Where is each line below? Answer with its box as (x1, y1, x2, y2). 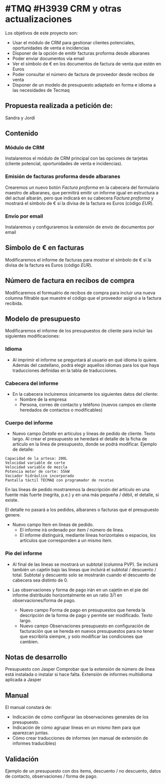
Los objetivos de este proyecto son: (5, 30, 78, 36)
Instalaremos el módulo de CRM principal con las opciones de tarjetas (5, 155, 148, 162)
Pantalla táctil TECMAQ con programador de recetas (5, 478, 114, 483)
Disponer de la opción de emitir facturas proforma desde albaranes (12, 50, 150, 56)
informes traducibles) (12, 740, 56, 746)
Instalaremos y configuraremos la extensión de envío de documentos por (5, 224, 155, 230)
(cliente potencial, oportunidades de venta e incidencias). (5, 161, 123, 167)
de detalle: (12, 446, 34, 452)
